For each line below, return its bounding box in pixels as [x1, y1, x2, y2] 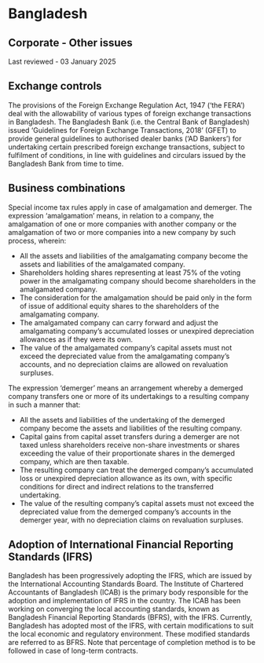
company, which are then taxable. [19, 456, 130, 466]
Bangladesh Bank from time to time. [8, 159, 124, 168]
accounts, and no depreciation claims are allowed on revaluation [19, 359, 229, 369]
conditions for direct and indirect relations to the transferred [19, 482, 214, 491]
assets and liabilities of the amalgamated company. [19, 259, 185, 269]
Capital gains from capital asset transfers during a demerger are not [19, 431, 240, 441]
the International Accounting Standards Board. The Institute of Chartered [8, 579, 244, 589]
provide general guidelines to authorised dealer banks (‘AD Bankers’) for [8, 134, 242, 143]
